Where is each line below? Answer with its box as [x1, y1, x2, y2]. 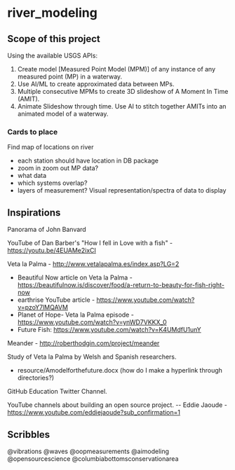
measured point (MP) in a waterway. [17, 72, 123, 81]
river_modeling [7, 5, 98, 21]
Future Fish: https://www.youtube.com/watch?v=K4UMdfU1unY [17, 326, 201, 334]
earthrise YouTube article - [17, 296, 95, 304]
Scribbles [7, 429, 51, 441]
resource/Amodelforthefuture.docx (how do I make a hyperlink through [17, 366, 223, 375]
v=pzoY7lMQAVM [17, 303, 69, 312]
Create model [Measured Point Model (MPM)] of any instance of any [17, 65, 216, 73]
